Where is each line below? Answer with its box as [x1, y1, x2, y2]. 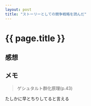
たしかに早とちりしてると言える [5, 96, 69, 102]
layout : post [5, 7, 32, 12]
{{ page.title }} [5, 33, 66, 44]
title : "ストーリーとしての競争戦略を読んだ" [5, 12, 87, 17]
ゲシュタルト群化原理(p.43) [17, 85, 73, 91]
